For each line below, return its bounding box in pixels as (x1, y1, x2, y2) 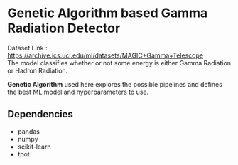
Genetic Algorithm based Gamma (7, 5, 208, 21)
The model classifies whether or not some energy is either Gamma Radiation (7, 58, 232, 67)
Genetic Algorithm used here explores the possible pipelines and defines (7, 80, 222, 88)
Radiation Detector (7, 20, 121, 36)
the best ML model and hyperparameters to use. (7, 87, 149, 96)
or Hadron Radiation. (7, 66, 68, 75)
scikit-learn (17, 142, 51, 151)
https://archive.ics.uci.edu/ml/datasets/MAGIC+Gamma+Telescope (7, 51, 204, 60)
